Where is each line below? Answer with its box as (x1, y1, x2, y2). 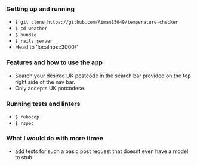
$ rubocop (14, 114, 40, 120)
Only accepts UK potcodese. (14, 84, 86, 92)
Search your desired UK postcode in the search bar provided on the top (14, 72, 191, 79)
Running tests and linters (6, 99, 81, 108)
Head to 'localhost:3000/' (14, 43, 79, 51)
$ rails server (14, 38, 53, 45)
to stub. (14, 154, 34, 161)
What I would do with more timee (6, 134, 103, 142)
